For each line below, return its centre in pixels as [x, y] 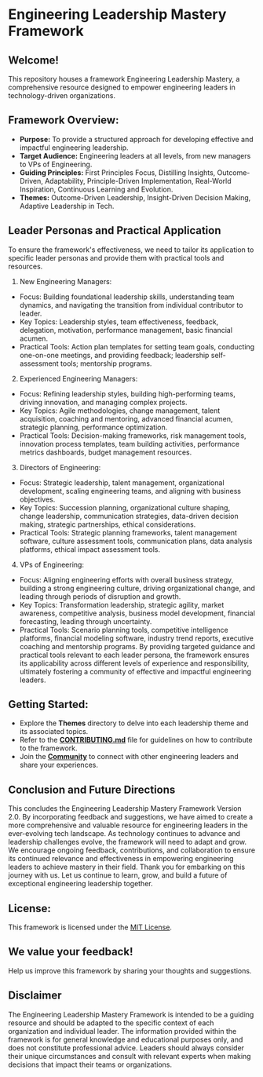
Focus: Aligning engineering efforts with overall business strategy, [126, 579]
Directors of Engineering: [60, 467]
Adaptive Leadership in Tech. [67, 206]
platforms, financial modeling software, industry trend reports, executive [136, 638]
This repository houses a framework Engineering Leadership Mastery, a [124, 79]
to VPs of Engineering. [56, 164]
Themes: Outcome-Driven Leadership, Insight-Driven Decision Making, [135, 197]
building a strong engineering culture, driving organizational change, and [137, 588]
